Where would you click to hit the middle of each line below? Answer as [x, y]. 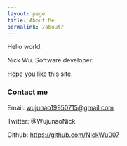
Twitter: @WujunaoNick [41, 121]
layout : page [26, 14]
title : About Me [31, 20]
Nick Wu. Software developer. [51, 60]
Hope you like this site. [40, 74]
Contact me [28, 92]
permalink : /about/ [36, 27]
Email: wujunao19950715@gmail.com [61, 107]
